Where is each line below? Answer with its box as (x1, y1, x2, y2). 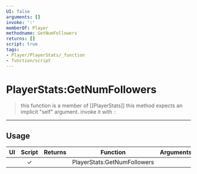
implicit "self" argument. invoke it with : (20, 108, 117, 115)
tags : (6, 47, 19, 53)
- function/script (6, 57, 51, 63)
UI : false (6, 8, 30, 15)
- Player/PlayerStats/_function (6, 52, 85, 58)
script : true (6, 42, 38, 47)
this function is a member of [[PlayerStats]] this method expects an (20, 102, 183, 109)
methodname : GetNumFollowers (6, 30, 77, 36)
